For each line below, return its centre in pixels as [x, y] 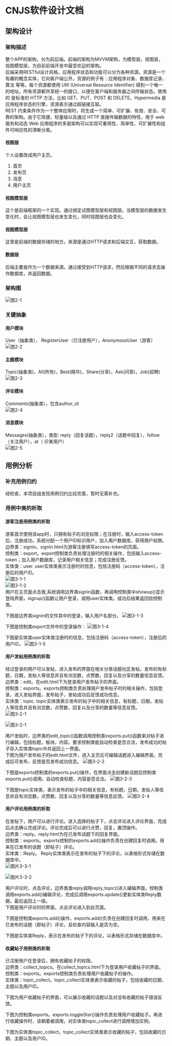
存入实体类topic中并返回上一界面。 [46, 748]
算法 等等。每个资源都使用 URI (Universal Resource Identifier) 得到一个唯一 [84, 85]
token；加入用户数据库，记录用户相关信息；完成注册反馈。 [67, 559]
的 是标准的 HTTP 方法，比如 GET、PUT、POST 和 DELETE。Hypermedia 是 [86, 98]
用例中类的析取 [24, 508]
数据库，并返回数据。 [32, 273]
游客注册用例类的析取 [28, 521]
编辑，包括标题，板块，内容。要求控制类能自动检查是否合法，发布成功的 [86, 742]
